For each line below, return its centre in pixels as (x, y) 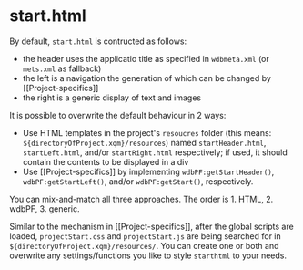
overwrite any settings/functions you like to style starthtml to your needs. (148, 255)
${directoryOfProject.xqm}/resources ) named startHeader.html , (144, 142)
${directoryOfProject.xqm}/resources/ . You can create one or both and (144, 245)
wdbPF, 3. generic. (45, 208)
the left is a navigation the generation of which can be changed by (146, 78)
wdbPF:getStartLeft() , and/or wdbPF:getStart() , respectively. (138, 181)
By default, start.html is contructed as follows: (98, 41)
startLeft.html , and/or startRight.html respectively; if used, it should (155, 152)
